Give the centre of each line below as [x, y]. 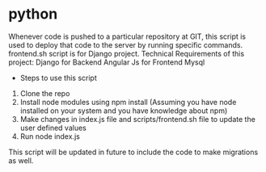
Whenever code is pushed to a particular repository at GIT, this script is [127, 36]
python [33, 14]
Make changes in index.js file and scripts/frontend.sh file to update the [138, 119]
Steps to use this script [58, 78]
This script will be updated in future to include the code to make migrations [133, 152]
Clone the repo [45, 93]
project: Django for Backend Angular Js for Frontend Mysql [107, 62]
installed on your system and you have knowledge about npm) [124, 111]
